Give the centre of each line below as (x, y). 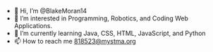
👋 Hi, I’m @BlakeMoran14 (50, 11)
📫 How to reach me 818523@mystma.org (75, 41)
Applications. (33, 26)
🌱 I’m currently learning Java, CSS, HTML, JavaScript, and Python (110, 33)
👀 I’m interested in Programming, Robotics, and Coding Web (101, 18)
